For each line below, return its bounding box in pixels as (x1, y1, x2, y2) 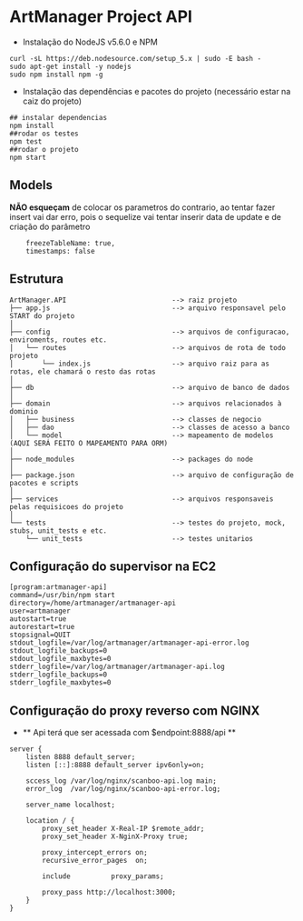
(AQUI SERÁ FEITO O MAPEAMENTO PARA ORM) (9, 438, 169, 447)
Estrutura (9, 271, 64, 287)
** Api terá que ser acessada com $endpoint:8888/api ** (22, 727, 237, 738)
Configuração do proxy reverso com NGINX (9, 703, 260, 718)
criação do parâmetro (9, 221, 91, 232)
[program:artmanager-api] (9, 583, 107, 592)
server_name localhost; (25, 800, 116, 810)
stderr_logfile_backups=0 (9, 670, 107, 679)
